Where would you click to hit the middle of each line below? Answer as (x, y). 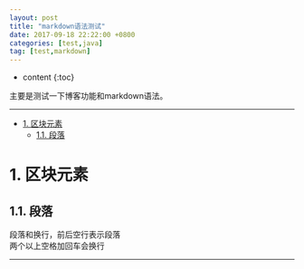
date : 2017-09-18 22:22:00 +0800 (72, 34)
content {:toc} (48, 77)
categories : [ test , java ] (56, 43)
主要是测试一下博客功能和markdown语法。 (89, 96)
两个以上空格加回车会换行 (57, 246)
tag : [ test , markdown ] (50, 52)
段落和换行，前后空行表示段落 (65, 235)
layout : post (34, 18)
